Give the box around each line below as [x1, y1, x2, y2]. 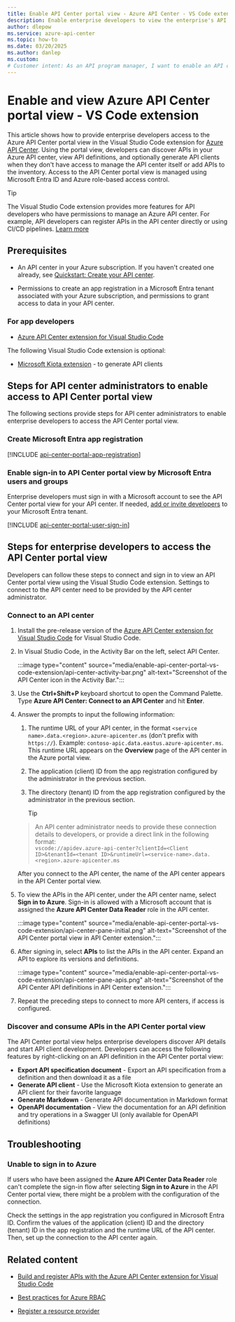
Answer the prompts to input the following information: [17, 710, 175, 719]
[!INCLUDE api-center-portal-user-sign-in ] [7, 521, 130, 529]
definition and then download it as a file [17, 1074, 131, 1082]
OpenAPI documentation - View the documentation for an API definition [17, 1103, 226, 1111]
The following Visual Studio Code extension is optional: [7, 346, 166, 354]
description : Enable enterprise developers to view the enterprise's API [7, 17, 227, 24]
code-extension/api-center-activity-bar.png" [17, 668, 147, 677]
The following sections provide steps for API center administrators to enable [7, 409, 227, 418]
